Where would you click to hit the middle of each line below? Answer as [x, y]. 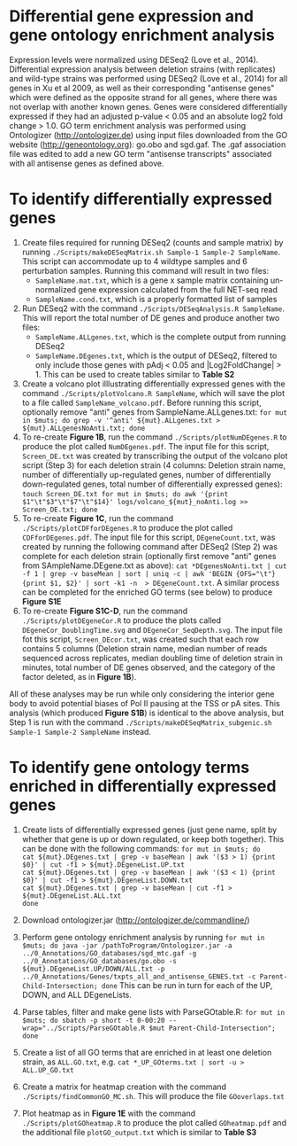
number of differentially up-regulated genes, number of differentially [146, 474]
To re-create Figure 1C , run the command [98, 518]
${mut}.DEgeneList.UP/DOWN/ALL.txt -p [93, 969]
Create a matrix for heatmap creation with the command [124, 1087]
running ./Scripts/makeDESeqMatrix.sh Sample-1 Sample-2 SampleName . [151, 252]
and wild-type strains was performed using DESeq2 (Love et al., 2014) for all [148, 78]
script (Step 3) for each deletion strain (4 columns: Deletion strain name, [154, 465]
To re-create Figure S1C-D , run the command [105, 611]
